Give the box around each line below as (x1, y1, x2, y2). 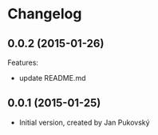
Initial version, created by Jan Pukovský (18, 117, 150, 127)
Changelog (7, 5, 82, 23)
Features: (7, 58, 39, 67)
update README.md (18, 73, 86, 82)
